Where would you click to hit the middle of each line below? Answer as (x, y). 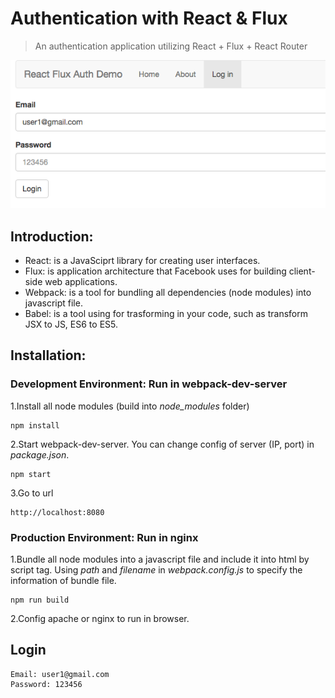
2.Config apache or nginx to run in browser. (100, 618)
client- (302, 271)
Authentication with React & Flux (149, 18)
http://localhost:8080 (57, 512)
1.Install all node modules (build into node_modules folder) (130, 406)
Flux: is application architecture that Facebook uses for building (155, 271)
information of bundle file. (63, 580)
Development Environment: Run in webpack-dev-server (149, 384)
